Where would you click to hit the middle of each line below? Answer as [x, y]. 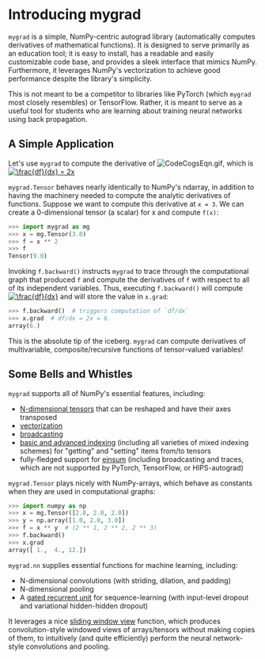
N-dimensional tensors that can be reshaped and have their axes [125, 409]
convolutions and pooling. [68, 646]
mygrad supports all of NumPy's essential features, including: [107, 393]
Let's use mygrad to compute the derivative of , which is [131, 163]
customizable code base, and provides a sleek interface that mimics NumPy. [133, 62]
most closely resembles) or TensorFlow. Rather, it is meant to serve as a [125, 102]
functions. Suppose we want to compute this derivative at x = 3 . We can [126, 204]
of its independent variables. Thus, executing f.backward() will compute [126, 288]
